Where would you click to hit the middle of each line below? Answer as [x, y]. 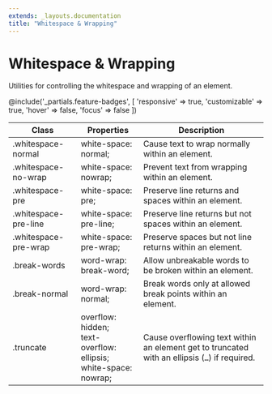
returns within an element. [193, 247]
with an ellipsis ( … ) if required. [199, 358]
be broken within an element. [198, 271]
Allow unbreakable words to [196, 260]
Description [201, 131]
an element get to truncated [196, 348]
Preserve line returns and [191, 191]
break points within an [185, 294]
